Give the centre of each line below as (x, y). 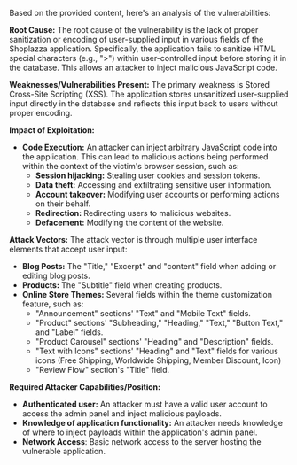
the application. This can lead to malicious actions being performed (145, 157)
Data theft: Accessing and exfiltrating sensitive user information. (153, 185)
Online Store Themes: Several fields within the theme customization (147, 294)
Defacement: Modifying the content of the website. (129, 222)
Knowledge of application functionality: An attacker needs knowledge (152, 423)
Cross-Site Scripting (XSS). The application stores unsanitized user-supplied (149, 94)
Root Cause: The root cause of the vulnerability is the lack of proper (134, 30)
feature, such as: (53, 304)
